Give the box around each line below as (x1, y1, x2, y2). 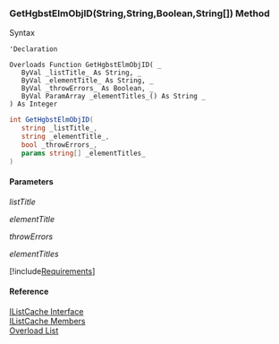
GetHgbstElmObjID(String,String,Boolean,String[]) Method (9, 7, 270, 20)
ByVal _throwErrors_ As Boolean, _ (21, 84, 154, 93)
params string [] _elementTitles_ (21, 149, 146, 158)
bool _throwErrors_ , (21, 140, 98, 150)
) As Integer (9, 99, 58, 109)
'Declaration (9, 45, 58, 54)
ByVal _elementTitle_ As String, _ (21, 76, 154, 85)
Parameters (9, 176, 54, 187)
